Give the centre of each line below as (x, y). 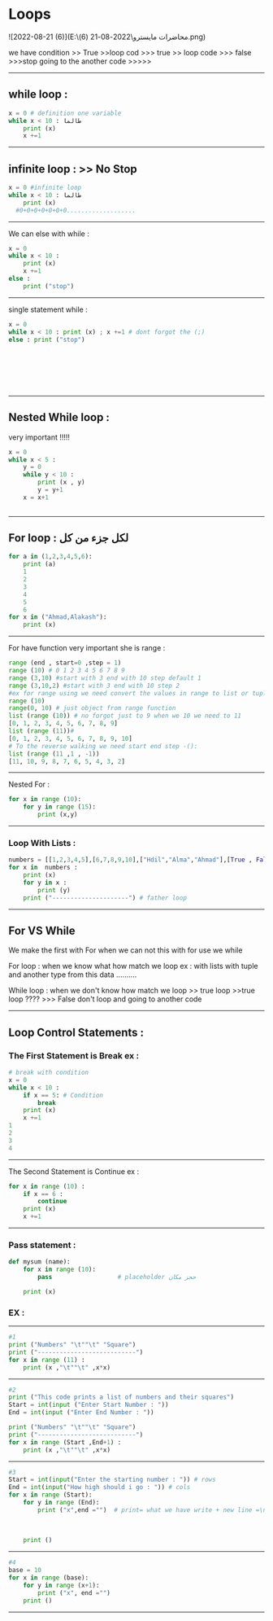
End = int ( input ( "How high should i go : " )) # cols (100, 1487)
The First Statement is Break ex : (74, 1055)
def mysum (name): (39, 1262)
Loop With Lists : (42, 843)
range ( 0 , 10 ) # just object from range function (92, 708)
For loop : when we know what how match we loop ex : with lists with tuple (133, 966)
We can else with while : (49, 234)
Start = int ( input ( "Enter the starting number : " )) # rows (113, 1480)
